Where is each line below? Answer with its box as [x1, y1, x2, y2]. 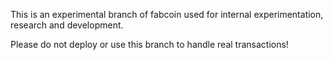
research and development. [10, 19, 124, 31]
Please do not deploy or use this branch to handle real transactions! [10, 39, 289, 50]
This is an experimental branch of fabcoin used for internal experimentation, [10, 9, 324, 20]
